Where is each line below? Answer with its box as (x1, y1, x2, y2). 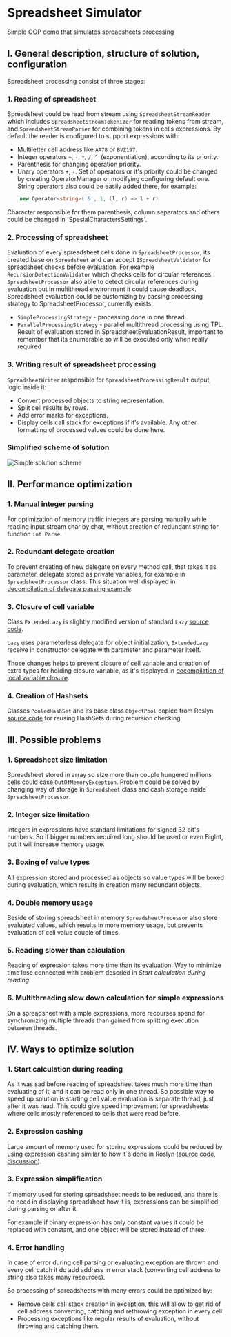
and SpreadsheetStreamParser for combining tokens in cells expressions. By (7, 124, 221, 133)
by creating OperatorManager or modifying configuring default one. (17, 175, 210, 183)
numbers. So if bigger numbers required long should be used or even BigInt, (7, 833, 223, 841)
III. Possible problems (7, 734, 101, 746)
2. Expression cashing (7, 1127, 83, 1137)
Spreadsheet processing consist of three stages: (7, 77, 146, 85)
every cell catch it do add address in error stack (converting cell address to (7, 1266, 221, 1274)
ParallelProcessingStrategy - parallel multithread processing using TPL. (17, 320, 224, 329)
